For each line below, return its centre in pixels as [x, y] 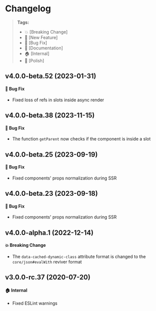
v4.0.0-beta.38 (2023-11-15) [50, 115]
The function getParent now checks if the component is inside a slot [81, 139]
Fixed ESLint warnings [35, 303]
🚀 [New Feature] [41, 37]
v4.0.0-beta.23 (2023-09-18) [52, 194]
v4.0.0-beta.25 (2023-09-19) [51, 155]
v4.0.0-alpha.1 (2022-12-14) [49, 233]
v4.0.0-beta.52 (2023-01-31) [51, 76]
